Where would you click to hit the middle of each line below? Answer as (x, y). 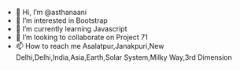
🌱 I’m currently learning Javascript (71, 29)
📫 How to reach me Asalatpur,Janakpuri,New (90, 46)
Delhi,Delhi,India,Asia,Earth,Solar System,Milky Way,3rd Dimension (124, 57)
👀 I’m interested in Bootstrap (61, 20)
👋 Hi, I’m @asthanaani (51, 12)
